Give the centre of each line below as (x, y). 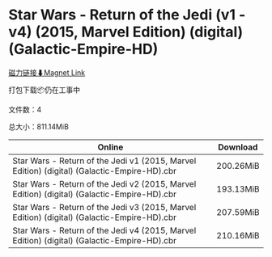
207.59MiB (238, 212)
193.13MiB (238, 189)
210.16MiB (238, 235)
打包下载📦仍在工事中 (45, 90)
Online (110, 147)
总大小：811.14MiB (38, 126)
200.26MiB (238, 166)
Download (238, 147)
